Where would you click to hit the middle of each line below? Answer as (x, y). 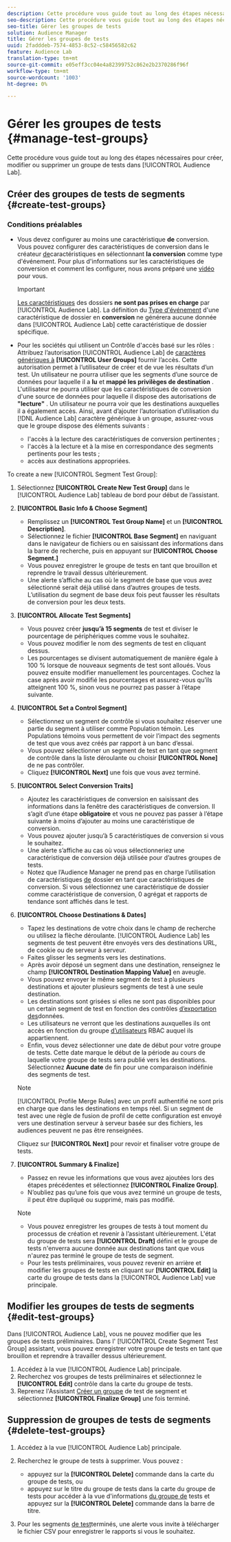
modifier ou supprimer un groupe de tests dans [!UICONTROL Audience (109, 165)
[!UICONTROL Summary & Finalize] (68, 1164)
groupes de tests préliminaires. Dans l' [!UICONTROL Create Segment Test (113, 1341)
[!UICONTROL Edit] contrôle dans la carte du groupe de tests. (105, 1384)
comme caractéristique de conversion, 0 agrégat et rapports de (117, 894)
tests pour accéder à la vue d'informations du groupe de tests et (119, 1496)
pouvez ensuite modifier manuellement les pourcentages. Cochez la (124, 673)
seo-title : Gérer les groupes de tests (64, 26)
